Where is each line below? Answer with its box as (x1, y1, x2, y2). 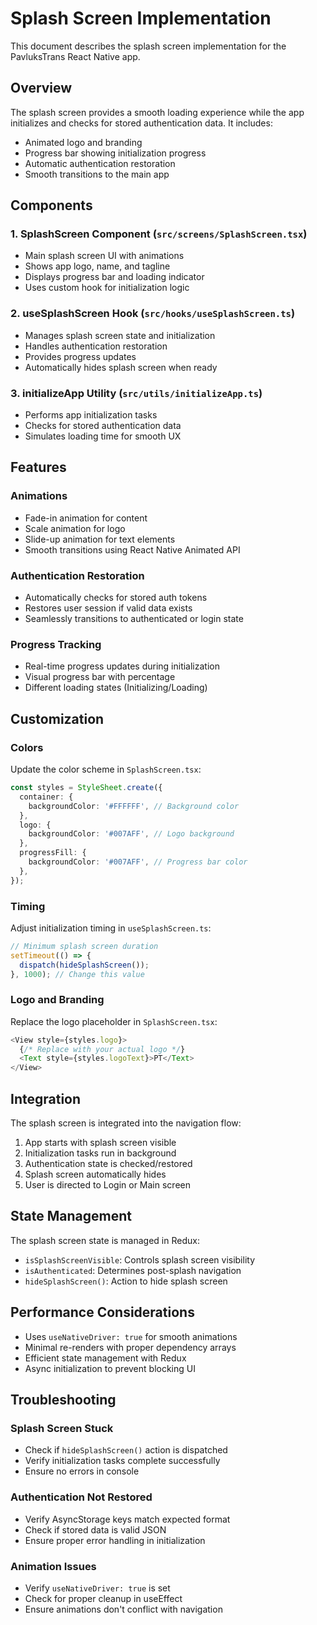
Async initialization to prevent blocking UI (24, 1362, 196, 1374)
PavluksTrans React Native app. (10, 50, 141, 62)
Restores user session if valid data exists (24, 602, 193, 614)
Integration (10, 1090, 82, 1107)
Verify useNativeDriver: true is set (24, 1582, 171, 1594)
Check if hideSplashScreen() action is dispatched (24, 1444, 228, 1456)
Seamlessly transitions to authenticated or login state (24, 613, 244, 625)
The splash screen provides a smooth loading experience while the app (10, 106, 305, 118)
